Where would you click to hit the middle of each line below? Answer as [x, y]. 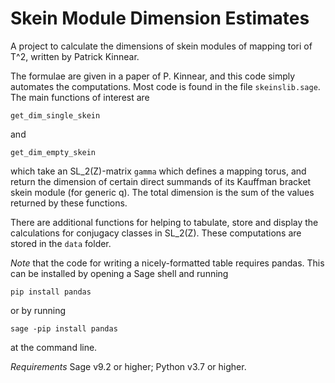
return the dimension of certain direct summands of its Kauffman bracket [161, 181]
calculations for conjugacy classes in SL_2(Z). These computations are [156, 233]
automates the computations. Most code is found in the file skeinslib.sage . [165, 86]
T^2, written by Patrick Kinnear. [75, 56]
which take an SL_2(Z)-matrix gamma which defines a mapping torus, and [158, 171]
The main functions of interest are [80, 97]
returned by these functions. [69, 203]
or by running [38, 310]
